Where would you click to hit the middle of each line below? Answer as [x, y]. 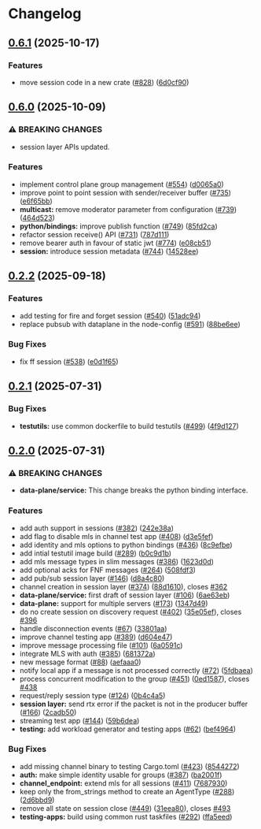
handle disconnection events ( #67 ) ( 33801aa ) [93, 628]
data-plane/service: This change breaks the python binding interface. [134, 490]
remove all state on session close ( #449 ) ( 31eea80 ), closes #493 [125, 808]
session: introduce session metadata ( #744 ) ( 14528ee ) [109, 251]
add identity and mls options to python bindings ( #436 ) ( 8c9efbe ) [126, 545]
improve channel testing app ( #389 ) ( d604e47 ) [96, 637]
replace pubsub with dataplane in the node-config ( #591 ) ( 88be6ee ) [130, 324]
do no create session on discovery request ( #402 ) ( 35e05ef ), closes [130, 612]
